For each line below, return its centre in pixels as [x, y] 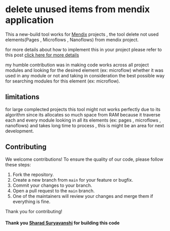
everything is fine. [31, 201]
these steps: [18, 164]
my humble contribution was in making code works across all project [77, 65]
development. [20, 131]
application [30, 20]
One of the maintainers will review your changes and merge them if [83, 196]
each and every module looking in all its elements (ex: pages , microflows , [83, 120]
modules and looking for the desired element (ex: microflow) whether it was [84, 70]
